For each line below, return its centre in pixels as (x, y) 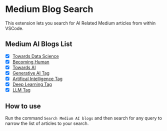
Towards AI (24, 67)
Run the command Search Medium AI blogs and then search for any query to (84, 118)
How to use (23, 106)
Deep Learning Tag (32, 84)
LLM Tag (21, 90)
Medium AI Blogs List (39, 44)
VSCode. (14, 28)
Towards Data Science (35, 56)
